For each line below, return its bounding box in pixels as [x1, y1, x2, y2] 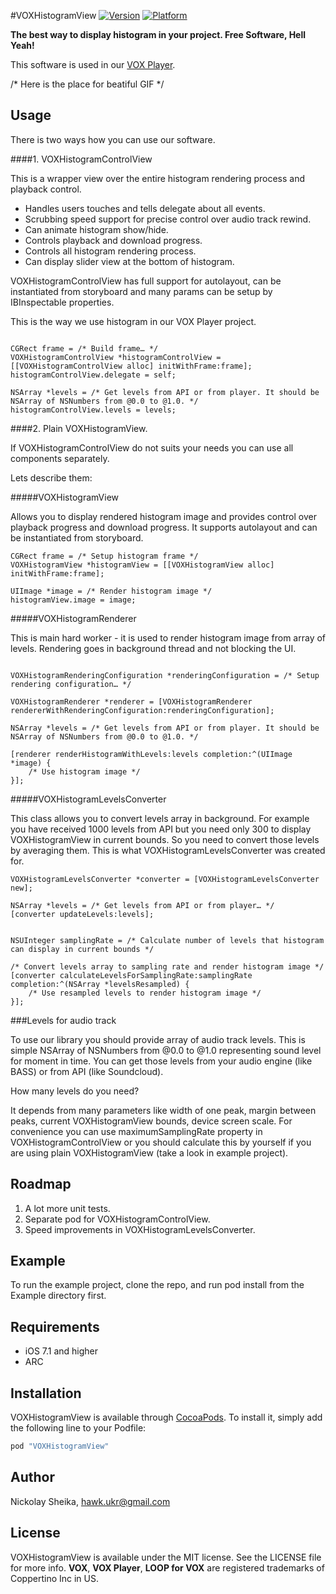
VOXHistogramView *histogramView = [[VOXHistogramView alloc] [10, 560, 275, 570]
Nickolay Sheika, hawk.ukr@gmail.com [10, 1495, 171, 1507]
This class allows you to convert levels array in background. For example [10, 812, 310, 824]
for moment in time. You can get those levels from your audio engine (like [10, 1055, 313, 1067]
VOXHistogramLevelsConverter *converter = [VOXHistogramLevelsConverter [10, 874, 320, 884]
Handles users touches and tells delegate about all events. [24, 202, 266, 214]
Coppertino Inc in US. [10, 1572, 99, 1584]
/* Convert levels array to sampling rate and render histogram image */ [10, 961, 325, 972]
